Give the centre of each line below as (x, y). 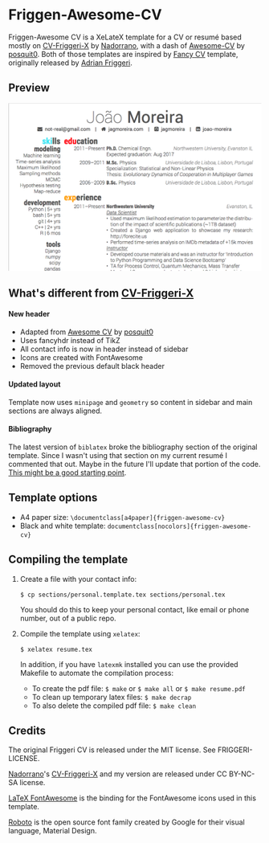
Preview (29, 88)
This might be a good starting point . (67, 473)
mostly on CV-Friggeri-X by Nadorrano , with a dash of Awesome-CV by (126, 45)
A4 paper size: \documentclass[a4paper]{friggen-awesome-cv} (122, 517)
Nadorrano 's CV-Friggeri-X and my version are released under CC (118, 774)
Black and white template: (63, 526)
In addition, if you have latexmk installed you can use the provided (129, 664)
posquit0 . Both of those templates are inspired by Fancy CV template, (123, 54)
